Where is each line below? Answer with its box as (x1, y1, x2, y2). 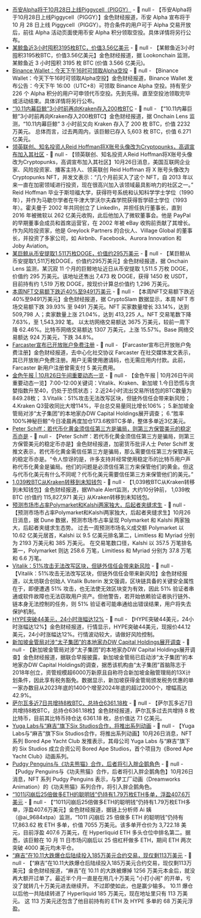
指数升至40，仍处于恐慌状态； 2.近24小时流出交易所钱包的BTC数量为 (17, 387, 192, 394)
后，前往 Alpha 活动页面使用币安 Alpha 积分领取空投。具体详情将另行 (12, 29, 186, 36)
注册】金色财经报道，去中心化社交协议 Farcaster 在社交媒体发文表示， (17, 349, 194, 356)
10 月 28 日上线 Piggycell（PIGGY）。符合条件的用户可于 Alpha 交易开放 (12, 21, 191, 28)
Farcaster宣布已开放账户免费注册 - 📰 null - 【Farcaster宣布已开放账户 (12, 341, 186, 348)
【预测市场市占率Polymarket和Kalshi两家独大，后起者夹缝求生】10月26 (12, 509, 191, 516)
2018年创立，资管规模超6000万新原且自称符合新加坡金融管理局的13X (12, 669, 186, 676)
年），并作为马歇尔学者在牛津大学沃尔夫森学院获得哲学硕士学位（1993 (12, 196, 188, 204)
